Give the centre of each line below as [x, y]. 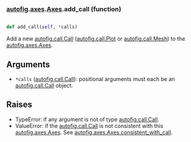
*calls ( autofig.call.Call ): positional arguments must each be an [95, 79]
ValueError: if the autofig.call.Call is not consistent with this [89, 126]
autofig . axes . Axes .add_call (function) [64, 9]
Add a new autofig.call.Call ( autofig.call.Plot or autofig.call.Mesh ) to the [96, 39]
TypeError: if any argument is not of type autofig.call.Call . [87, 119]
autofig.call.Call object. [44, 85]
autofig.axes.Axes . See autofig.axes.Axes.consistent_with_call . [94, 132]
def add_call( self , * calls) [42, 27]
